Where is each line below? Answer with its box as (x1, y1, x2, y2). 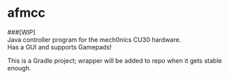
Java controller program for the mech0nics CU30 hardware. (7, 35, 182, 43)
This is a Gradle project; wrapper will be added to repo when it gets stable (7, 56, 222, 64)
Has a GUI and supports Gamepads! (7, 43, 112, 51)
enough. (7, 64, 32, 72)
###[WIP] (7, 28, 36, 36)
